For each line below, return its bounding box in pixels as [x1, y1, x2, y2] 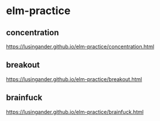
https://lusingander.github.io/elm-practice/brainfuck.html [6, 108, 144, 115]
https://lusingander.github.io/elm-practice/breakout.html [6, 75, 142, 83]
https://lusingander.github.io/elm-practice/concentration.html [6, 43, 154, 50]
